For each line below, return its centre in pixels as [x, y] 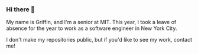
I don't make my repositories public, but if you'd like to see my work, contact [99, 40]
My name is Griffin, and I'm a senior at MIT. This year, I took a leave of [91, 22]
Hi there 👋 [21, 9]
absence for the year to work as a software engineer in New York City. [92, 28]
